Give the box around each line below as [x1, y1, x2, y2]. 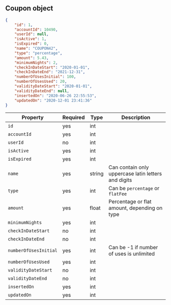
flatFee [108, 191, 127, 197]
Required [62, 114, 85, 121]
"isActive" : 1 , [14, 37, 47, 42]
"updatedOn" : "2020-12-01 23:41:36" [14, 98, 93, 103]
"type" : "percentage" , [14, 50, 63, 55]
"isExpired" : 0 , [14, 41, 49, 46]
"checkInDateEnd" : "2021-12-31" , [14, 70, 85, 75]
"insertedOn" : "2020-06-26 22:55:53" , [14, 93, 97, 98]
